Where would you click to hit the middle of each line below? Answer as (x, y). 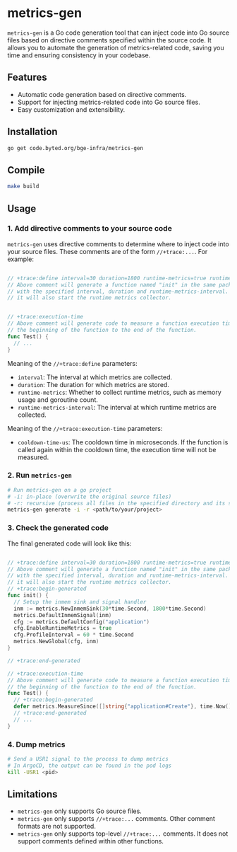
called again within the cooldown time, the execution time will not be (117, 449)
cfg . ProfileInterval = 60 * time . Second (74, 635)
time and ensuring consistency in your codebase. (79, 55)
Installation (32, 132)
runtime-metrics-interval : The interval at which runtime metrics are (117, 407)
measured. (33, 457)
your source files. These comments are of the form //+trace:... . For (108, 251)
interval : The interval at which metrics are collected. (95, 377)
